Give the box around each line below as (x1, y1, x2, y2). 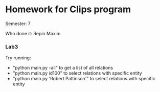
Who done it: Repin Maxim (5, 30, 61, 36)
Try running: (5, 55, 31, 61)
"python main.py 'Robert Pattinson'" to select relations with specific (12, 76, 156, 82)
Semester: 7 (5, 20, 31, 27)
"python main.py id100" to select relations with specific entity (12, 70, 142, 76)
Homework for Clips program (5, 4, 131, 15)
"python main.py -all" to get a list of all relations (12, 65, 113, 71)
